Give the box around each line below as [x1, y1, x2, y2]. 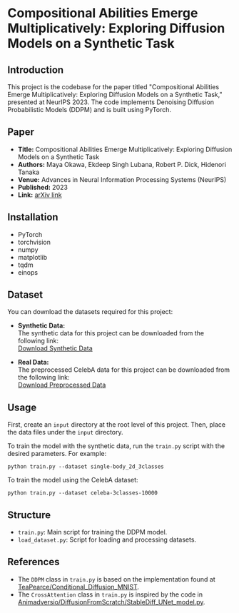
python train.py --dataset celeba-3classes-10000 [7, 490, 158, 497]
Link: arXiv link [17, 191, 62, 199]
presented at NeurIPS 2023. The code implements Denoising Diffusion [7, 98, 215, 106]
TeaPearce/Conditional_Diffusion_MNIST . [17, 582, 140, 591]
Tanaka [17, 168, 40, 176]
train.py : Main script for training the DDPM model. [17, 528, 168, 537]
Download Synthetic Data [17, 344, 93, 353]
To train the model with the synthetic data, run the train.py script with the [7, 442, 225, 450]
